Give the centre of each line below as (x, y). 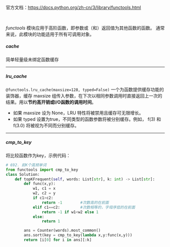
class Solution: (23, 174)
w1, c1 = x (44, 188)
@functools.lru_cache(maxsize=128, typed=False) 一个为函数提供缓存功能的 (85, 89)
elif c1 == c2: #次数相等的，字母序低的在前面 (84, 207)
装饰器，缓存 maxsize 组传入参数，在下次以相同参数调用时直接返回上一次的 (84, 95)
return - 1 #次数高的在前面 (75, 203)
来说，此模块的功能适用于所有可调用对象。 (50, 34)
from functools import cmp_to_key (42, 170)
